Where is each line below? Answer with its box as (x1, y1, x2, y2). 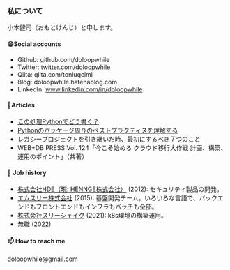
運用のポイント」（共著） (17, 152, 89, 160)
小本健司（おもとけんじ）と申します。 (7, 23, 117, 32)
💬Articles (7, 101, 35, 110)
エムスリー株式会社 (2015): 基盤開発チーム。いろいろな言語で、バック (17, 193, 218, 202)
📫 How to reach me (7, 237, 66, 245)
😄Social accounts (7, 40, 61, 48)
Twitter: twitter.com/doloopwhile (17, 63, 111, 71)
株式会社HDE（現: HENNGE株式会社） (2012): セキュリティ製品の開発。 (17, 185, 223, 193)
